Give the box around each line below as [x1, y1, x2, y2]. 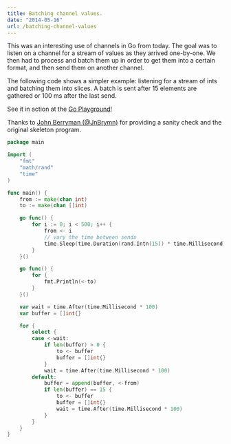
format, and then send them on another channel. [7, 63, 144, 72]
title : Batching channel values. [7, 10, 103, 17]
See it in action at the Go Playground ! [7, 105, 113, 114]
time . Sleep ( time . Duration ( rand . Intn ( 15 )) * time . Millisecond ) [43, 240, 226, 247]
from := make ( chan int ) [19, 195, 88, 203]
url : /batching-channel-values [7, 23, 97, 30]
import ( [7, 151, 32, 158]
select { [32, 328, 57, 336]
